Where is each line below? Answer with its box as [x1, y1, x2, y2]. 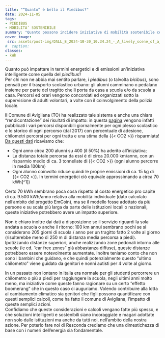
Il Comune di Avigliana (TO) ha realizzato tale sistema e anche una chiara [5, 112, 153, 118]
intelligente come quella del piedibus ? [5, 72, 82, 78]
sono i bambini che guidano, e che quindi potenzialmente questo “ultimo [5, 256, 152, 261]
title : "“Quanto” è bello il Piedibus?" [5, 7, 89, 12]
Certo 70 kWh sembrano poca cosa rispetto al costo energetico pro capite [5, 188, 156, 194]
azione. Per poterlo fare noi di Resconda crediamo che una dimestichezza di [5, 322, 160, 328]
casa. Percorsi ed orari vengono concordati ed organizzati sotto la [5, 92, 139, 98]
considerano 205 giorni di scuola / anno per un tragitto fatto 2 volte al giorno [5, 229, 160, 235]
